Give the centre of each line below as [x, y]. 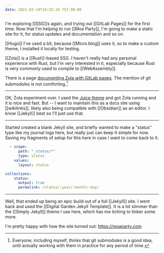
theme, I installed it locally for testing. [43, 48]
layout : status [33, 165]
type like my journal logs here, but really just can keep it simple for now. [77, 133]
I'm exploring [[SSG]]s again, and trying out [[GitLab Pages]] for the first [78, 23]
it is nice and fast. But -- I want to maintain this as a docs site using [72, 103]
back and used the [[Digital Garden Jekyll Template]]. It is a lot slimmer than [81, 207]
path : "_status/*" [37, 151]
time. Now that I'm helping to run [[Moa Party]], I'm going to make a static [79, 29]
